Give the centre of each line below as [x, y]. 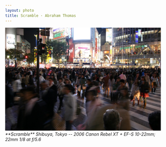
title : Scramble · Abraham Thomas [41, 15]
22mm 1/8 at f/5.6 [23, 140]
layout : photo [20, 10]
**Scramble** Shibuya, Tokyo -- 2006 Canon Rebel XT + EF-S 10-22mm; [80, 134]
